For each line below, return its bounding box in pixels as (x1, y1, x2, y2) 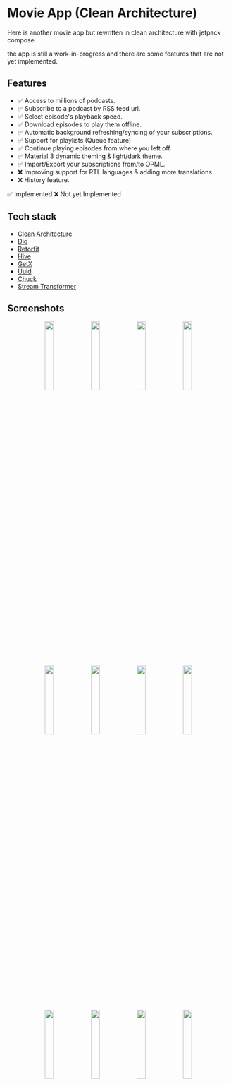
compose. (7, 35, 37, 44)
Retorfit (17, 244, 40, 253)
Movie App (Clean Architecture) (7, 5, 197, 21)
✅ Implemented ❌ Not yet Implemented (7, 189, 122, 198)
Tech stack (7, 210, 57, 223)
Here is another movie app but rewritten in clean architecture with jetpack (7, 28, 221, 37)
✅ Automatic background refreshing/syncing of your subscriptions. (17, 128, 213, 136)
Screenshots (7, 302, 65, 314)
